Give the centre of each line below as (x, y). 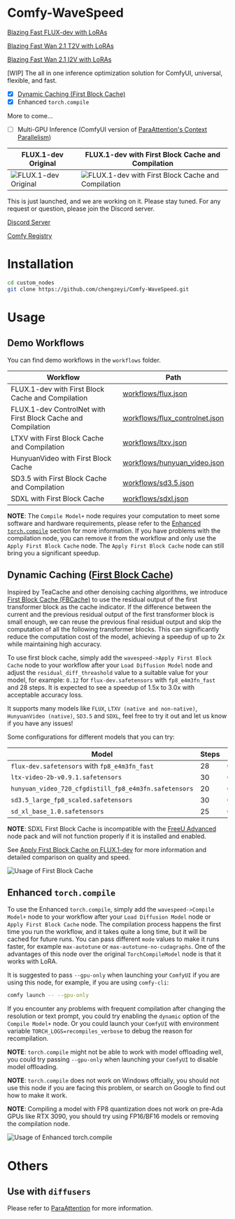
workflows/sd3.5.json (158, 482)
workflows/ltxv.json (155, 443)
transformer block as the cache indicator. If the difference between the (109, 606)
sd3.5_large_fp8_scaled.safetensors (72, 800)
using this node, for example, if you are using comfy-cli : (88, 982)
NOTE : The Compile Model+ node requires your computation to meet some (114, 515)
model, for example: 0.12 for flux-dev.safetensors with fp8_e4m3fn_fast (111, 680)
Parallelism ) (34, 137)
